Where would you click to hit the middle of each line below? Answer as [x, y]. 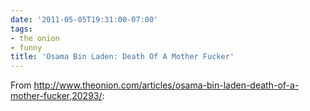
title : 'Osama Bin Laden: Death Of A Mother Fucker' [122, 57]
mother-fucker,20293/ [56, 96]
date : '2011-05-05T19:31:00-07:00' [84, 19]
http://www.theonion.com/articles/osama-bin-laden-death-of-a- [166, 85]
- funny [26, 47]
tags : [21, 29]
